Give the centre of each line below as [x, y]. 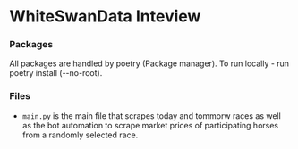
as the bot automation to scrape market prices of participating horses [150, 125]
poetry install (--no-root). [56, 73]
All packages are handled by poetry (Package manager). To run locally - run [149, 63]
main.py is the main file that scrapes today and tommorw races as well [152, 116]
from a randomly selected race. [80, 135]
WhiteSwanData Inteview [105, 17]
